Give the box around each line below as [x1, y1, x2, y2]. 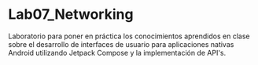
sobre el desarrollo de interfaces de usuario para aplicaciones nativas [8, 39, 234, 49]
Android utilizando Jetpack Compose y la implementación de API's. [8, 48, 227, 57]
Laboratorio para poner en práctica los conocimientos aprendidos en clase [8, 31, 250, 41]
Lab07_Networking [8, 5, 134, 23]
